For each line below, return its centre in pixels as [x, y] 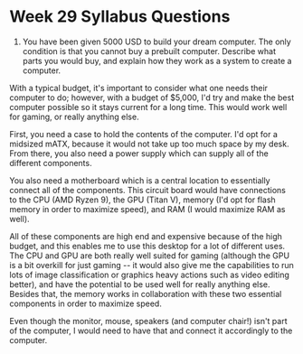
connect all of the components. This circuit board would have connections [148, 190]
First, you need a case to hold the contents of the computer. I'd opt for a [144, 134]
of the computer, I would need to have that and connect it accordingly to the [151, 331]
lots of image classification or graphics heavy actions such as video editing [149, 275]
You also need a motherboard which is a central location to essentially [140, 180]
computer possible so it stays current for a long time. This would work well [148, 107]
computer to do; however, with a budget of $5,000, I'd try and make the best [152, 98]
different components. [51, 163]
